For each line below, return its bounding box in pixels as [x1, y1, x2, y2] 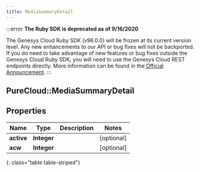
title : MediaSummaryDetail [6, 8, 73, 15]
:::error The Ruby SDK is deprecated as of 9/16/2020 [6, 25, 139, 32]
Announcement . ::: [6, 68, 52, 75]
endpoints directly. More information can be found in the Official [6, 62, 164, 69]
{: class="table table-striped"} [6, 159, 81, 166]
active [9, 134, 27, 142]
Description [59, 124, 94, 132]
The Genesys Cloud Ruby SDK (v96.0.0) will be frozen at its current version [6, 36, 192, 44]
